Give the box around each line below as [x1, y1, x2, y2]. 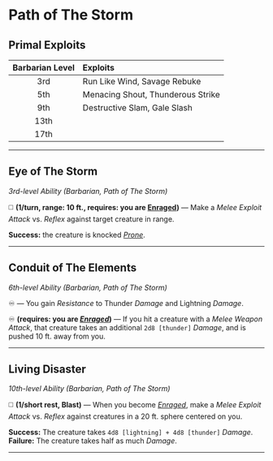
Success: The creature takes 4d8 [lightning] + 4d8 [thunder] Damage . [8, 428, 253, 437]
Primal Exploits [8, 38, 86, 52]
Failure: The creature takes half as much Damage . [8, 436, 177, 446]
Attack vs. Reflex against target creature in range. [8, 213, 175, 224]
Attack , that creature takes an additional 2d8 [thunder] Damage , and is [8, 322, 246, 332]
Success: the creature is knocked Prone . [8, 230, 146, 239]
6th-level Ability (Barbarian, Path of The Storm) [8, 282, 168, 292]
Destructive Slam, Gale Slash [82, 102, 193, 113]
